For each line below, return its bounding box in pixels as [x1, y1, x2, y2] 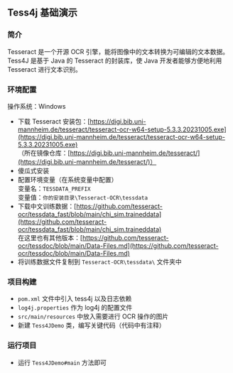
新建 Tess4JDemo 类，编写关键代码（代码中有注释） [17, 321, 166, 330]
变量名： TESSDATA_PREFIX [17, 184, 91, 193]
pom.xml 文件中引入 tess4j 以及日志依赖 [17, 294, 132, 303]
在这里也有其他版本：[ [17, 233, 83, 242]
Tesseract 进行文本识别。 [7, 65, 82, 73]
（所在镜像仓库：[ [17, 148, 70, 157]
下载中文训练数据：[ [17, 202, 77, 210]
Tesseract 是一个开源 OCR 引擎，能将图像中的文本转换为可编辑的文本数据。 [7, 47, 229, 55]
